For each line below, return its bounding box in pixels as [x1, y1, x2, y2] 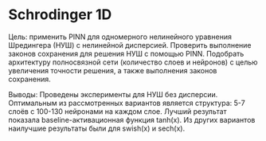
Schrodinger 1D [8, 6, 112, 24]
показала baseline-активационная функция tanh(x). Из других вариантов [8, 115, 256, 124]
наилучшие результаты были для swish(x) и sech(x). [8, 123, 186, 133]
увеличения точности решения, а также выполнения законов [8, 65, 217, 75]
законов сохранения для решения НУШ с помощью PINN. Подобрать [8, 49, 244, 58]
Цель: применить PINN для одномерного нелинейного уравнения [8, 32, 233, 41]
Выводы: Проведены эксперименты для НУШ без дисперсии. [8, 89, 218, 99]
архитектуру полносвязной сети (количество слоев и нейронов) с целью [8, 57, 258, 67]
